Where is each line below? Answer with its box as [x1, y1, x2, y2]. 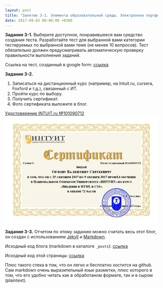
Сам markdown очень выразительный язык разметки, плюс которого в [5, 267, 152, 273]
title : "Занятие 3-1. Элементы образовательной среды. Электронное [5, 13, 145, 18]
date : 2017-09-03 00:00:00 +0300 [5, 18, 73, 23]
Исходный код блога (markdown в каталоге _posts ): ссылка [5, 243, 128, 249]
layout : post [5, 8, 32, 13]
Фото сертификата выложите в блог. [12, 101, 88, 107]
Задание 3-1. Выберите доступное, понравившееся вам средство [5, 32, 143, 38]
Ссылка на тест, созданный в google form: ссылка [5, 62, 109, 68]
